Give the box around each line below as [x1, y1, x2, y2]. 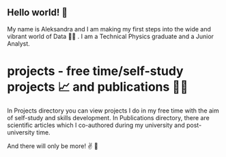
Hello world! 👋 [7, 7, 68, 18]
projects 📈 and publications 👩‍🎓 [7, 79, 188, 94]
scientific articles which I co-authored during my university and [7, 121, 186, 129]
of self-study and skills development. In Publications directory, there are [7, 113, 210, 122]
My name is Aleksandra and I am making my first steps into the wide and [7, 25, 212, 33]
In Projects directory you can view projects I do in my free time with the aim [7, 106, 220, 115]
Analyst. [7, 39, 31, 48]
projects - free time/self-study [7, 63, 184, 78]
